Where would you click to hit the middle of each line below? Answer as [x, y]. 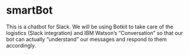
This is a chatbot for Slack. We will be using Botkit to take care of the [90, 27]
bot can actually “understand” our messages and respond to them [87, 39]
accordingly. [21, 46]
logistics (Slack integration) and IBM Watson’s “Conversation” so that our [94, 33]
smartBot [30, 10]
